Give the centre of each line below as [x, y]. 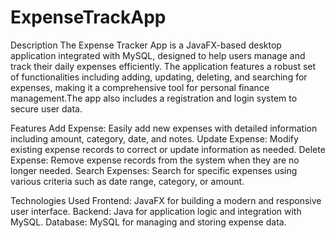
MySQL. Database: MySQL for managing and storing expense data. [148, 222]
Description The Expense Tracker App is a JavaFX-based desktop [146, 45]
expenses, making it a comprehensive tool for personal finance [140, 87]
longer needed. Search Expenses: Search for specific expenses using [154, 170]
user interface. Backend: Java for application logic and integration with [156, 211]
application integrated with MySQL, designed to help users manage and [158, 55]
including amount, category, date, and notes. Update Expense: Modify [154, 138]
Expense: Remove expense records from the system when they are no [155, 160]
